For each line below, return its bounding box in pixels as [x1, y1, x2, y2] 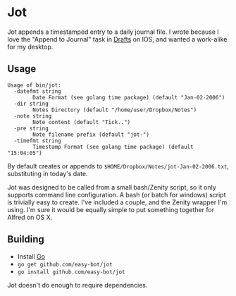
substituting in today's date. [7, 169, 88, 178]
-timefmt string [13, 137, 61, 144]
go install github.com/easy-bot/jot [17, 269, 125, 276]
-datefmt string [13, 87, 61, 95]
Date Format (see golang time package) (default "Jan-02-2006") [32, 94, 225, 101]
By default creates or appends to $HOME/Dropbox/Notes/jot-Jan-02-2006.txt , [7, 161, 230, 170]
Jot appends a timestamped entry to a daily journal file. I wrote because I [7, 27, 220, 36]
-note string [13, 112, 52, 120]
